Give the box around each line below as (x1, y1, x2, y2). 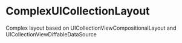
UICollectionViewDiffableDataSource (5, 30, 97, 38)
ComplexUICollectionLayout (5, 4, 150, 18)
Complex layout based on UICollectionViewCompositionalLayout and (5, 24, 177, 31)
